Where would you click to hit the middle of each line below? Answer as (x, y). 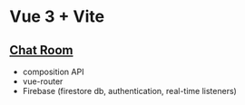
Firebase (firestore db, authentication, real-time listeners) (130, 91)
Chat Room (41, 50)
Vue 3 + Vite (57, 17)
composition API (53, 72)
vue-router (43, 81)
